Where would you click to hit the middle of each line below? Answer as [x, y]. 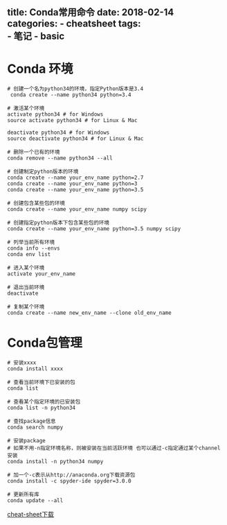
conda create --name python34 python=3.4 [71, 95]
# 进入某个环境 [26, 268]
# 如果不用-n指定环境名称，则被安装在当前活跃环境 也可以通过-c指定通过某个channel [114, 448]
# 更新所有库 [23, 494]
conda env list [29, 255]
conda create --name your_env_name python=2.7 [75, 178]
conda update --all [35, 501]
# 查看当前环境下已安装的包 [42, 382]
